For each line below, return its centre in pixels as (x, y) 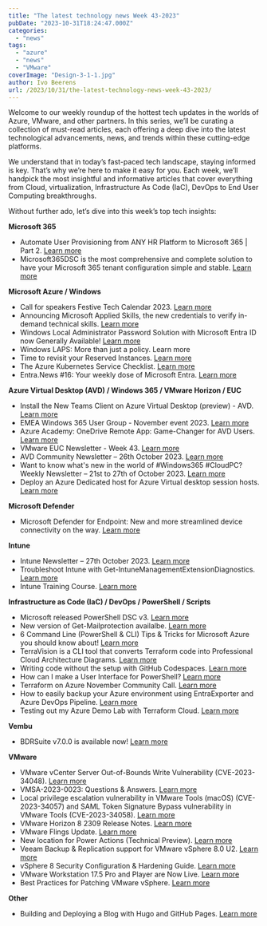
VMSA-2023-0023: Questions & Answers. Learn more (108, 789)
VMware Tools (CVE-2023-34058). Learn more (97, 815)
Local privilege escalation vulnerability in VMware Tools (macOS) (127, 798)
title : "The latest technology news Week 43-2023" (94, 16)
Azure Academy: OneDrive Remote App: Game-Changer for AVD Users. (137, 431)
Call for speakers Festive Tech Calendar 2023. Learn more (116, 307)
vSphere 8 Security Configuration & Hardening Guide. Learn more (128, 866)
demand (33, 324)
